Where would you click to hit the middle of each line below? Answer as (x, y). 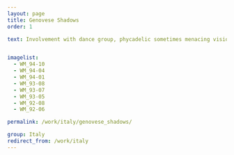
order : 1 (20, 26)
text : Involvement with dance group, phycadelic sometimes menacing (109, 39)
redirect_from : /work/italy (48, 141)
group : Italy (26, 135)
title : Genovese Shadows (43, 20)
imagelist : (23, 58)
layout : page (26, 14)
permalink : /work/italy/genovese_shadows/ (70, 122)
